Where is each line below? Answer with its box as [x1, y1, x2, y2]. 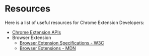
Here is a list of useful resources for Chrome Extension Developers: [5, 19, 144, 25]
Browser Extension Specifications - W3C [19, 39, 104, 45]
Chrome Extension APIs [12, 29, 61, 35]
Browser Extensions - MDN [19, 45, 76, 51]
